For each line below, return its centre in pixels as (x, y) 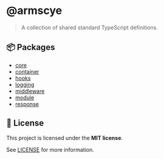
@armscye (34, 11)
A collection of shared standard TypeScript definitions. (89, 27)
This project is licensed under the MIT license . (65, 138)
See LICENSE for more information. (50, 149)
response (27, 104)
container (27, 71)
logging (25, 84)
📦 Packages (31, 47)
